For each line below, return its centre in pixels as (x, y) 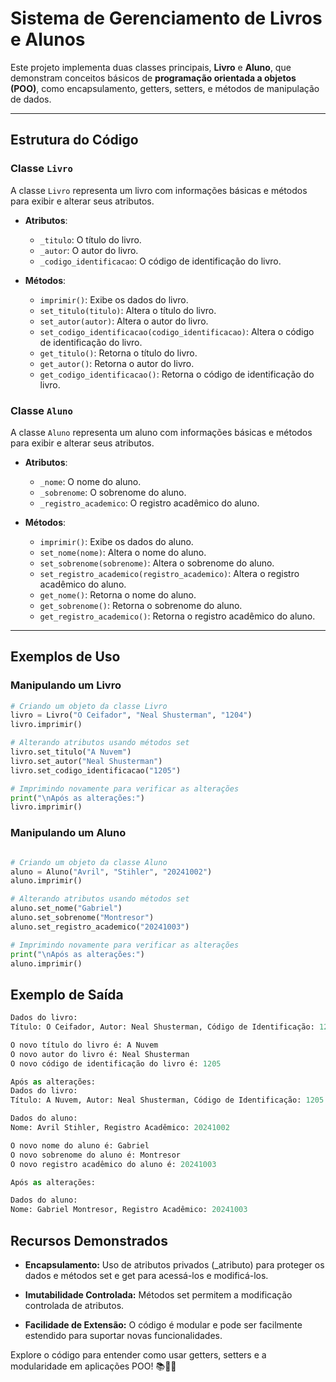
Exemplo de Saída (67, 994)
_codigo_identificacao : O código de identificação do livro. (160, 261)
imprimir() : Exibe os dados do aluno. (116, 541)
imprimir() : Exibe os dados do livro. (114, 299)
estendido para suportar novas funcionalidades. (123, 1336)
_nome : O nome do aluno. (90, 481)
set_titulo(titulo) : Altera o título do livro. (128, 310)
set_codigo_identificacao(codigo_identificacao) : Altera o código (177, 331)
